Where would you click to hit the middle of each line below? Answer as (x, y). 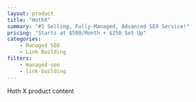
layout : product (30, 13)
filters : (20, 59)
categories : (24, 39)
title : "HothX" (29, 20)
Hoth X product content (41, 91)
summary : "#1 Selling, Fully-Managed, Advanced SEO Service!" (98, 26)
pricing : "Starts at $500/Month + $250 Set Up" (77, 33)
